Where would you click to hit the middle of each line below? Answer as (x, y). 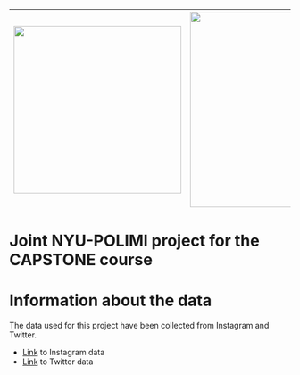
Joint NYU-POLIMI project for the (135, 241)
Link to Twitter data (58, 362)
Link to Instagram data (63, 353)
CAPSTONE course (81, 260)
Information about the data (111, 300)
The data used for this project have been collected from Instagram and (139, 326)
